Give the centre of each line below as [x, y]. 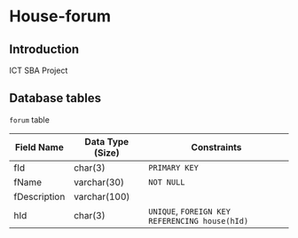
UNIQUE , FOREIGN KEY [189, 210]
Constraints [216, 147]
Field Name [39, 147]
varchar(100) [102, 196]
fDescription [39, 196]
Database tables [55, 98]
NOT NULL [167, 182]
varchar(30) [99, 182]
